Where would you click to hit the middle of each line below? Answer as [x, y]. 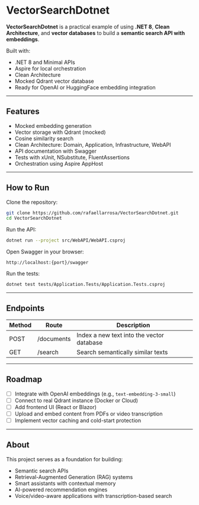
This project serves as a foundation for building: [65, 459]
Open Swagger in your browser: [45, 252]
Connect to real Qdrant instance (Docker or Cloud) [76, 400]
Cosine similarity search [44, 138]
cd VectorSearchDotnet [34, 218]
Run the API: [21, 230]
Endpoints [25, 308]
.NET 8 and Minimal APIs [45, 62]
